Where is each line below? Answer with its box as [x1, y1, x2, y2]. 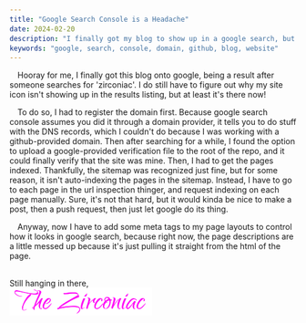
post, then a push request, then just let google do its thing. [9, 203, 229, 214]
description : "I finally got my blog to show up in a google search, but [9, 34, 296, 43]
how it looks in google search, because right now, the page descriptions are [9, 231, 294, 242]
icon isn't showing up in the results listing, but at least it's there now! [9, 89, 267, 100]
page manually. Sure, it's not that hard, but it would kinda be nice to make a [9, 194, 292, 205]
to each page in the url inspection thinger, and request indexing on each [9, 184, 280, 195]
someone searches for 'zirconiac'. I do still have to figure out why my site [9, 79, 284, 90]
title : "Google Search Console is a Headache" [9, 15, 189, 24]
